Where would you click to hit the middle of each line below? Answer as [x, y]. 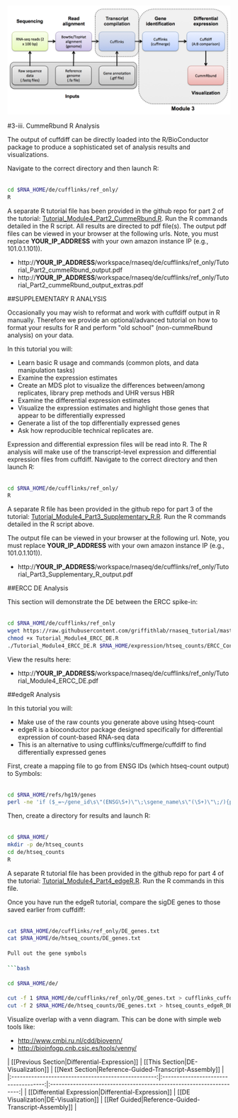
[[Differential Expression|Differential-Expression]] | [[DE [109, 1092]
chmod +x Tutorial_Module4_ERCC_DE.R [63, 638]
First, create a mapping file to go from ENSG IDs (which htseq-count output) [118, 766]
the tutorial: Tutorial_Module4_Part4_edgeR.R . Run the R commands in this [116, 881]
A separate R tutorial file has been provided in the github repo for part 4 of [116, 873]
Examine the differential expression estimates [84, 400]
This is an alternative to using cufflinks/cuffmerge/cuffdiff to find [112, 745]
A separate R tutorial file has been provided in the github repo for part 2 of [116, 211]
